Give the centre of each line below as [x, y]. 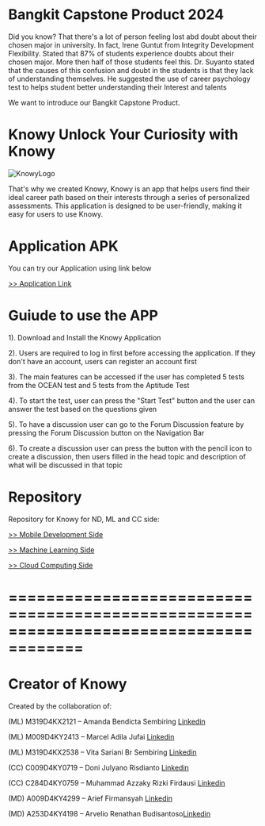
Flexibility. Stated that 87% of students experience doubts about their [121, 53]
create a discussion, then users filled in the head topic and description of [127, 456]
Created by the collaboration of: [60, 706]
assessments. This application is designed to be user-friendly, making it [125, 206]
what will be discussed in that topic [66, 465]
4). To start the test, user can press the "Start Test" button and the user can [132, 400]
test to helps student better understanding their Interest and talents [117, 87]
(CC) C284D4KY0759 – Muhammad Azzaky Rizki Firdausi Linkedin [117, 782]
